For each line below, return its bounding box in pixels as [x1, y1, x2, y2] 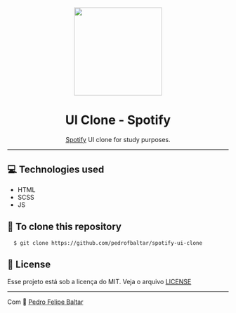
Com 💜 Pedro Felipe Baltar [7, 298, 84, 306]
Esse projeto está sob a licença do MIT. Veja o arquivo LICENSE [7, 277, 192, 286]
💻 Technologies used [7, 163, 105, 175]
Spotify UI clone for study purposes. [65, 136, 171, 144]
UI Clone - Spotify [65, 113, 171, 128]
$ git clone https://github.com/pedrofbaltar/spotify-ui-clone [13, 239, 202, 246]
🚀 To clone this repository [7, 221, 122, 233]
